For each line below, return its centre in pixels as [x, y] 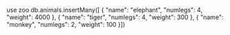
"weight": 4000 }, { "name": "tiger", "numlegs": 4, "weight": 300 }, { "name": [115, 17]
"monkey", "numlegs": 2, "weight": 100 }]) [66, 24]
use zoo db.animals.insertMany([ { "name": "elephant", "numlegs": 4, [105, 10]
